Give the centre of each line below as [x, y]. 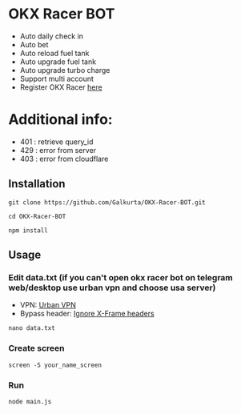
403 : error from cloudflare [64, 159]
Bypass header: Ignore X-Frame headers [87, 314]
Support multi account [57, 78]
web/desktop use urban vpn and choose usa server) [112, 287]
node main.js [30, 401]
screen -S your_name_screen [55, 365]
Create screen [36, 348]
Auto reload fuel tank [54, 53]
